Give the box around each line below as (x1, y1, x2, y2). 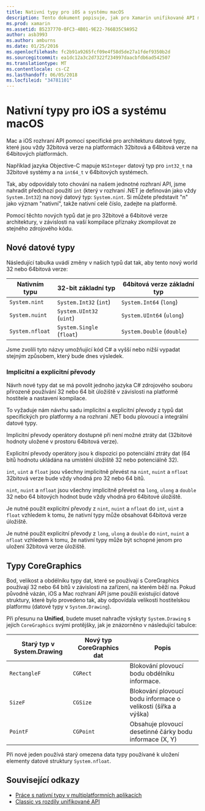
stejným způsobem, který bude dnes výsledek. (6, 352, 124, 359)
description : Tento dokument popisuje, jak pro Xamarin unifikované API (6, 15, 195, 21)
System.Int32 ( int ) (57, 298, 111, 307)
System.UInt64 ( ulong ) (121, 311, 184, 319)
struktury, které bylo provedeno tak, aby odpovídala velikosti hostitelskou (6, 596, 190, 604)
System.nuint (9, 311, 48, 319)
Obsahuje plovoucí (129, 720, 184, 728)
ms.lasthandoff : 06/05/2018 (6, 72, 78, 78)
